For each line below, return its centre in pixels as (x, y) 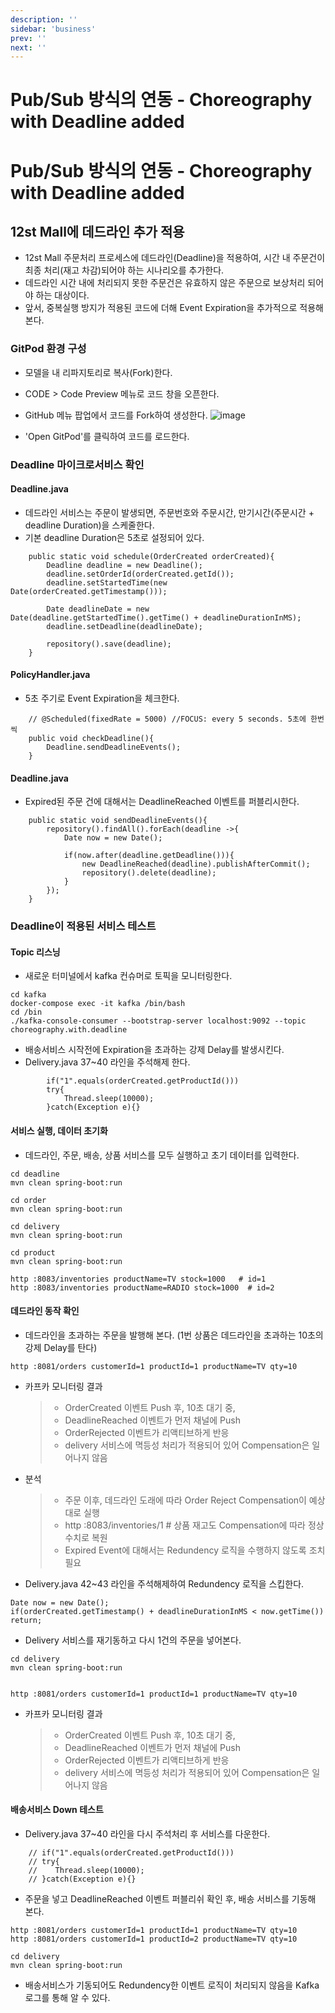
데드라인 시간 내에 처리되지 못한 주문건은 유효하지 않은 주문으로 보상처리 (165, 283)
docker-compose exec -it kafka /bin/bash (98, 1004)
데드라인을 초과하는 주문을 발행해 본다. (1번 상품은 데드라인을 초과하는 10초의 (174, 1335)
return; (26, 1620)
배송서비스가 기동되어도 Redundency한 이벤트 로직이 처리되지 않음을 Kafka (172, 1985)
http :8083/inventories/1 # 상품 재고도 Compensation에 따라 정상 (194, 1525)
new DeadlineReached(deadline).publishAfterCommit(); (196, 864)
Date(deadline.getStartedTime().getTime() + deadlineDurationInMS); (156, 617)
